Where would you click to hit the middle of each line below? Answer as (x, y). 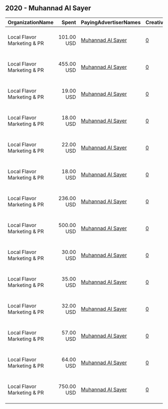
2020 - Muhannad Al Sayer (48, 8)
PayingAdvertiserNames (111, 22)
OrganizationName (31, 22)
